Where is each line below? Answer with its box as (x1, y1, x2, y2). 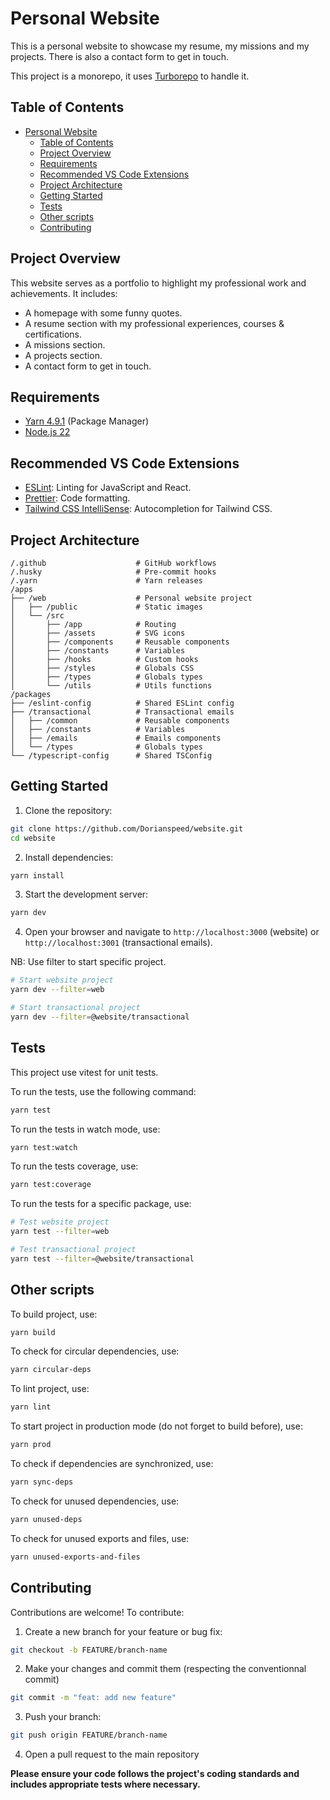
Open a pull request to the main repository (24, 1748, 200, 1761)
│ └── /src (10, 611, 65, 621)
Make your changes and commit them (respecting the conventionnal (24, 1663, 307, 1675)
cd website (10, 833, 56, 843)
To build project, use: (10, 1308, 98, 1320)
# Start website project (10, 975, 114, 986)
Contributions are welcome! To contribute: (10, 1606, 185, 1618)
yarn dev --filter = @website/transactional (10, 1012, 190, 1022)
